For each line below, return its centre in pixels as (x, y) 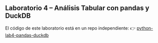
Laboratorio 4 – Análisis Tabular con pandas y (77, 8)
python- (145, 28)
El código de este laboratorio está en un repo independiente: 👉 (70, 28)
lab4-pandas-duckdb (27, 35)
